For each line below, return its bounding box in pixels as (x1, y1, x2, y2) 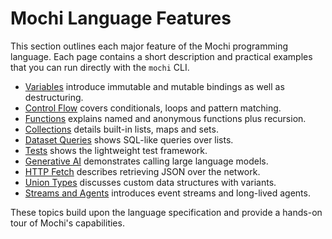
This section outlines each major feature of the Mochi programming (10, 40, 288, 52)
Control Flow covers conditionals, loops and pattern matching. (24, 102, 282, 114)
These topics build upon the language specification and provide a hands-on (10, 206, 323, 218)
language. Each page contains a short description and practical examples (10, 50, 313, 62)
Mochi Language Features (10, 7, 232, 30)
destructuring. (24, 91, 84, 103)
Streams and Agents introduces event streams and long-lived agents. (24, 187, 311, 199)
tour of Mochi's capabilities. (10, 217, 125, 229)
